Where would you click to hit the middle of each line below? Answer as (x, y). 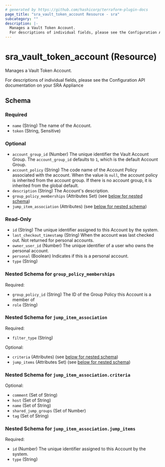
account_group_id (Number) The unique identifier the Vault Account (80, 154)
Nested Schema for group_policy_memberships (60, 274)
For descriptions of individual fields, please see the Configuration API (75, 80)
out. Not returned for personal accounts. (53, 240)
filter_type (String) (32, 338)
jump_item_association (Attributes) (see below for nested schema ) (80, 206)
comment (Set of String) (35, 395)
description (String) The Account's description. (61, 190)
